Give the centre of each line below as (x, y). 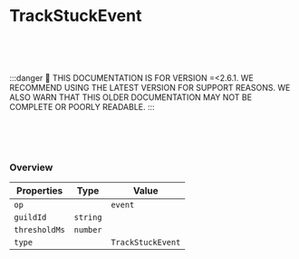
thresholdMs (40, 230)
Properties (40, 191)
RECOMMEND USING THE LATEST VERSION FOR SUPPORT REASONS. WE (150, 87)
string (88, 218)
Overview (31, 167)
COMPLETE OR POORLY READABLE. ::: (82, 106)
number (88, 230)
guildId (30, 218)
